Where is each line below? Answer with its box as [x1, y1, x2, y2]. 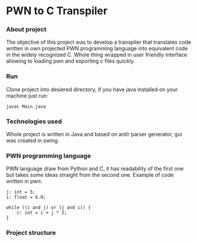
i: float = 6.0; [6, 194, 46, 201]
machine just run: [6, 92, 48, 99]
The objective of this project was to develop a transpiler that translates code [6, 38, 192, 46]
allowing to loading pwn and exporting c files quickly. [6, 57, 136, 64]
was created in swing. [6, 137, 60, 144]
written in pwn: [6, 178, 42, 185]
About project [6, 25, 47, 34]
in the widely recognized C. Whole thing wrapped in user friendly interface [6, 51, 188, 59]
